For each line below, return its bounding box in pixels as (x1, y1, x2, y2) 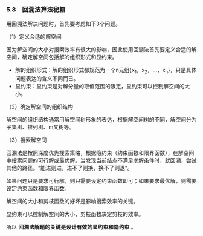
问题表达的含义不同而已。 (14, 75, 79, 82)
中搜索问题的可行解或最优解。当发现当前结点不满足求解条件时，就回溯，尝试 (6, 157, 197, 164)
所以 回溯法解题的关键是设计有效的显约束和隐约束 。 (6, 223, 137, 231)
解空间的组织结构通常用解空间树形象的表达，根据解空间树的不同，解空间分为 (6, 116, 197, 123)
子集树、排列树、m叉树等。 (6, 123, 75, 131)
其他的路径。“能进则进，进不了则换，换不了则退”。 (6, 165, 133, 172)
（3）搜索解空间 (6, 136, 47, 143)
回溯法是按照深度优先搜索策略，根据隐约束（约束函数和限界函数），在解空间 (6, 149, 195, 157)
